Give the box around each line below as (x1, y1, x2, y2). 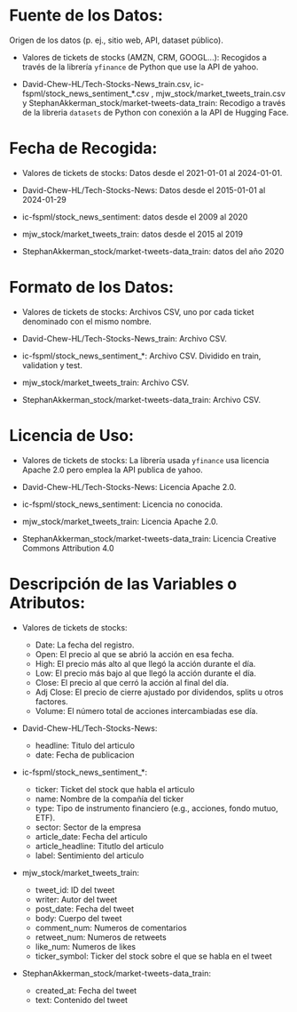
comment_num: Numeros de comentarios (35, 922, 188, 933)
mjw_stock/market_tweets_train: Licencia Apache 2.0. (21, 516, 219, 526)
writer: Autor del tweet (35, 894, 118, 904)
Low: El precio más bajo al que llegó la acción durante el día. (35, 668, 257, 679)
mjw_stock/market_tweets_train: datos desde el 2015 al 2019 (21, 229, 244, 239)
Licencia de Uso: (9, 426, 135, 446)
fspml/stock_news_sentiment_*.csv (21, 88, 150, 99)
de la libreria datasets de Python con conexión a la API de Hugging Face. (21, 107, 289, 117)
